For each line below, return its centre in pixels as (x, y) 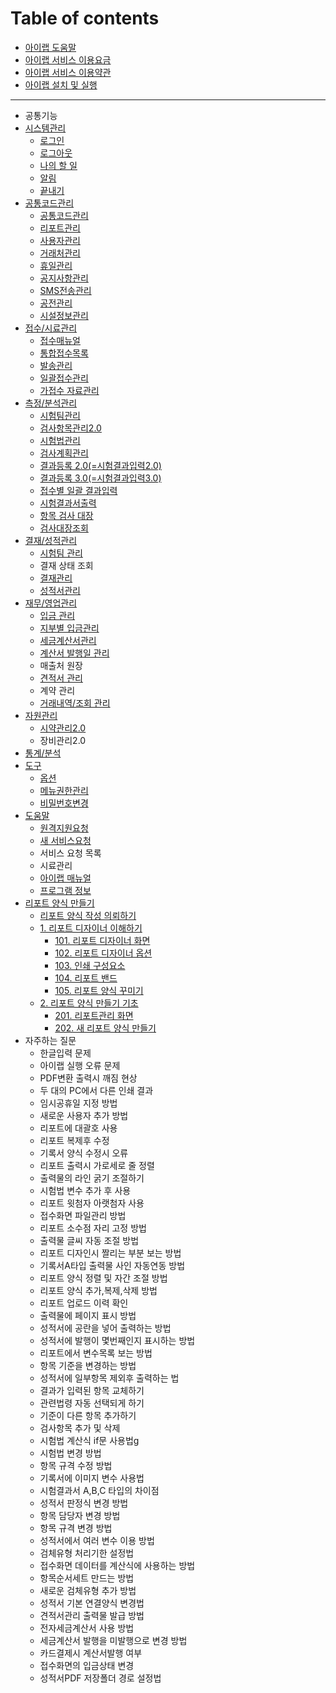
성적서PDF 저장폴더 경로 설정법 (100, 1678)
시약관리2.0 (63, 728)
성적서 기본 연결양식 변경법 (92, 1603)
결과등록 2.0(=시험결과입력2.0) (100, 465)
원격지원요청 (64, 828)
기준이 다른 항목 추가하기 (88, 1415)
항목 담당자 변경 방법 (80, 1515)
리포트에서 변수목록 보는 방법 (96, 1353)
